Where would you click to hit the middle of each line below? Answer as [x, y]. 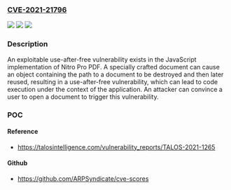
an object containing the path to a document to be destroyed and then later [115, 74]
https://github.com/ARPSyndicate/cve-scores [83, 178]
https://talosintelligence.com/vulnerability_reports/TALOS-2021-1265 [116, 147]
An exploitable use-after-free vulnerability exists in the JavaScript [102, 59]
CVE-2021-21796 [37, 10]
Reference [23, 132]
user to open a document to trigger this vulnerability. [83, 97]
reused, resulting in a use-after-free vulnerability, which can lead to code [113, 81]
